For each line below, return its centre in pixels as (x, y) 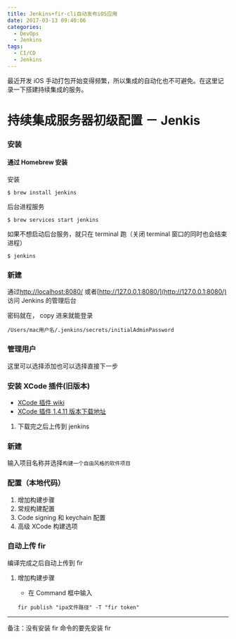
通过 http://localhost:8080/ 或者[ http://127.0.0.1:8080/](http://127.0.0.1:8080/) (117, 292)
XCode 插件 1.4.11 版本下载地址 (62, 411)
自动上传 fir (27, 546)
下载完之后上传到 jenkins (53, 426)
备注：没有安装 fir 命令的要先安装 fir (59, 628)
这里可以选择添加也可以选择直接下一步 (63, 366)
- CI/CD (25, 54)
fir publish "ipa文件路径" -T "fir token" (78, 607)
